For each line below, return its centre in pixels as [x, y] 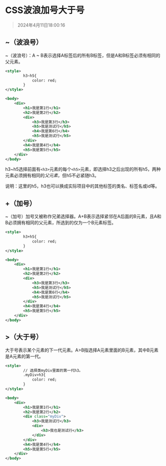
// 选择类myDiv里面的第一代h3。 [53, 370]
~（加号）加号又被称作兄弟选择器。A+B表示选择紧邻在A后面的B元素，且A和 [83, 216]
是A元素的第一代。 [24, 356]
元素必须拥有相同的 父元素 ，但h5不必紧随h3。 [52, 175]
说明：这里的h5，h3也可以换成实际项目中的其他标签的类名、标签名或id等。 [82, 186]
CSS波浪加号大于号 [45, 10]
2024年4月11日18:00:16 [41, 25]
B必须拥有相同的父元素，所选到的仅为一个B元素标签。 [61, 222]
